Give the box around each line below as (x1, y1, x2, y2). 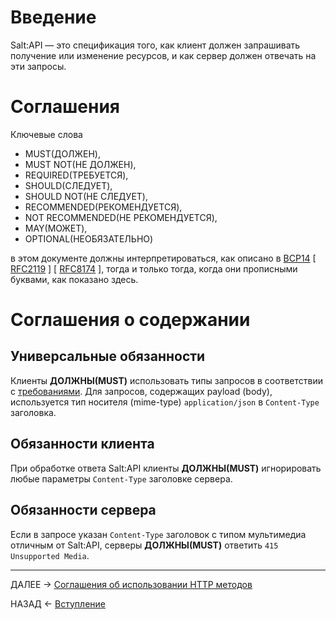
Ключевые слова (10, 128, 83, 140)
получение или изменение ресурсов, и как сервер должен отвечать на (10, 49, 317, 61)
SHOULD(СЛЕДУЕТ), (24, 179, 113, 191)
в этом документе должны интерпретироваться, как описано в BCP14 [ (10, 252, 317, 264)
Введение (10, 6, 97, 29)
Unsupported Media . (10, 549, 90, 561)
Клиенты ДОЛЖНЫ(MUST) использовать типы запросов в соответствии (10, 374, 323, 386)
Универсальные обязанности (10, 348, 206, 365)
